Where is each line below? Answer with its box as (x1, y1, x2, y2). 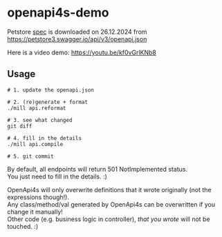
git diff (7, 123, 33, 130)
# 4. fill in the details (7, 134, 82, 142)
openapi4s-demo (7, 5, 109, 21)
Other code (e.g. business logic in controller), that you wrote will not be (7, 215, 210, 223)
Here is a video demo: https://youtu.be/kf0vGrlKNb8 (7, 48, 157, 56)
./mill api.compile (7, 141, 64, 147)
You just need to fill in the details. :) (7, 172, 107, 181)
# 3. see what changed (7, 116, 73, 123)
